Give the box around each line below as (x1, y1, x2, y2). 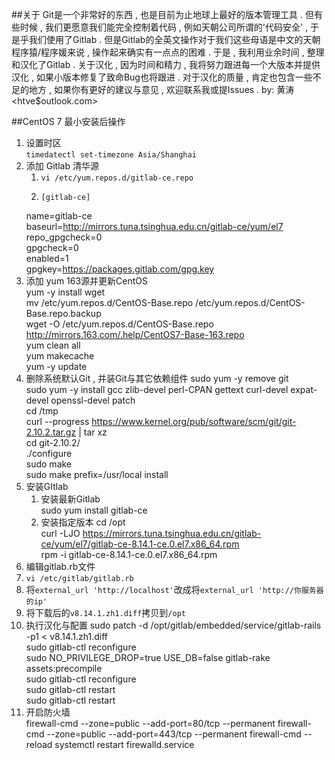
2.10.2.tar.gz (25, 426, 77, 438)
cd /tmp (25, 405, 59, 417)
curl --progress (25, 416, 90, 427)
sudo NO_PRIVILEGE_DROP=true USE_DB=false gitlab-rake (25, 652, 271, 663)
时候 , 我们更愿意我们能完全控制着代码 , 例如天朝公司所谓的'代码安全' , (19, 21, 309, 33)
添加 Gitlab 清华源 (25, 160, 99, 172)
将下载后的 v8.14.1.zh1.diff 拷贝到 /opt (25, 607, 186, 618)
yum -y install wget (25, 286, 106, 298)
